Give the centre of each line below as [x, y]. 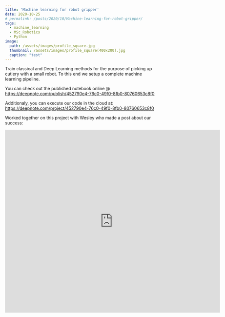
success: [14, 123]
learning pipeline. [22, 79]
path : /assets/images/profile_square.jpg [52, 46]
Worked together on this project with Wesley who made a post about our [78, 118]
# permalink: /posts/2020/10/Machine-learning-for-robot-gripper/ [74, 19]
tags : [10, 23]
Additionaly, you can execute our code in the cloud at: [59, 103]
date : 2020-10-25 [23, 14]
